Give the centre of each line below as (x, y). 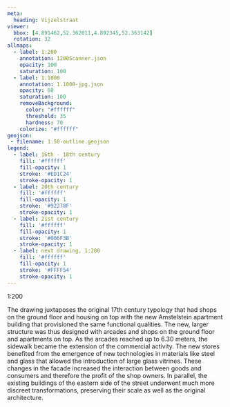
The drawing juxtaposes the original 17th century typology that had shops (112, 309)
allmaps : (20, 46)
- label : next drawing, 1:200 (57, 251)
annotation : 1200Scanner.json (63, 59)
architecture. (25, 397)
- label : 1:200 (35, 52)
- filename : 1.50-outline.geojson (60, 142)
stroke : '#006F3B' (46, 238)
